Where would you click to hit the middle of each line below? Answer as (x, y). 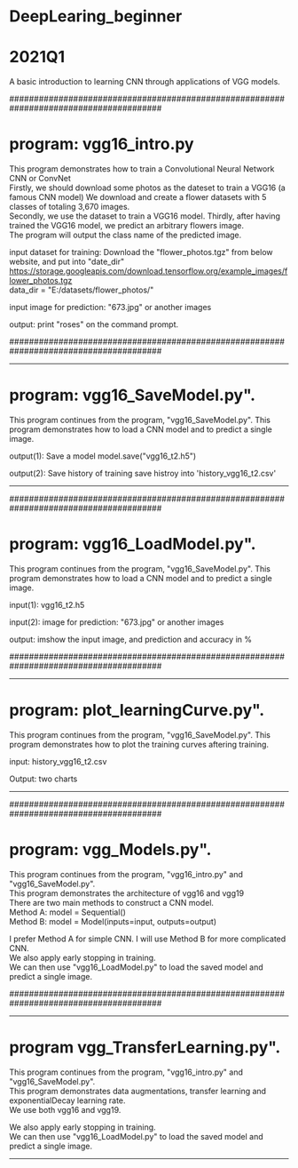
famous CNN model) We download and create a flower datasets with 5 (138, 197)
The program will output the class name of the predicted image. (125, 235)
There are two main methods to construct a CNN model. (112, 902)
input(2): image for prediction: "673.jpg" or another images (117, 622)
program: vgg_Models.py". (110, 850)
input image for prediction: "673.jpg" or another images (110, 308)
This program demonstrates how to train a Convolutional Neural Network (142, 169)
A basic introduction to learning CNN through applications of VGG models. (145, 82)
